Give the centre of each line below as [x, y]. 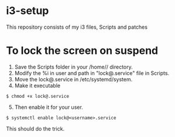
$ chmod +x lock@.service [37, 96]
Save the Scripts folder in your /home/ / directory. [73, 67]
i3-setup [28, 11]
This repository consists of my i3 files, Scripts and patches [77, 27]
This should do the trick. [35, 129]
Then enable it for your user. [49, 107]
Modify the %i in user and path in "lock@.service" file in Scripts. [92, 73]
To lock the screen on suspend [82, 51]
